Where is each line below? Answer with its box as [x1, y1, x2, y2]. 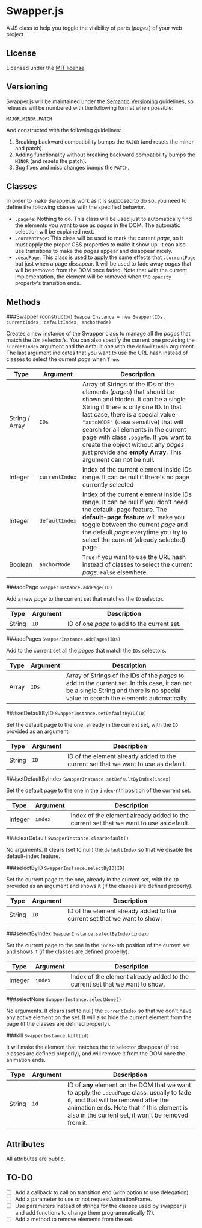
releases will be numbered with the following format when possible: [6, 104, 174, 111]
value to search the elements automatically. [66, 694, 189, 703]
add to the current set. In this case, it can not [66, 679, 192, 688]
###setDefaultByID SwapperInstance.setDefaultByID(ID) [6, 709, 147, 717]
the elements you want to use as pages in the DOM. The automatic [14, 222, 180, 229]
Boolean [9, 560, 33, 569]
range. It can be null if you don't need [82, 498, 188, 507]
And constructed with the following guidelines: [6, 126, 121, 133]
